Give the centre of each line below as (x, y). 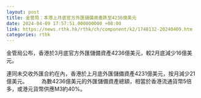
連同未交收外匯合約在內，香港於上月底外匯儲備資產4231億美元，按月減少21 (101, 73)
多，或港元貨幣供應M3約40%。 (46, 89)
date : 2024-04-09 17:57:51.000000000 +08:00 (64, 23)
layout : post (23, 12)
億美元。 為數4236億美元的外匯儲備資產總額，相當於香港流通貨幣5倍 (99, 81)
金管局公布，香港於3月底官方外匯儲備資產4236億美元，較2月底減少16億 (97, 53)
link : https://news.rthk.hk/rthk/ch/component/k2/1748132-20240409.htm (99, 29)
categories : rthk (28, 35)
